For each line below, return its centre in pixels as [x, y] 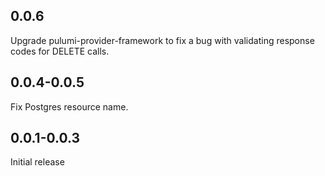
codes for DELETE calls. [60, 51]
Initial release [37, 162]
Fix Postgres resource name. [69, 106]
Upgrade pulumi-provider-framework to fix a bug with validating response [162, 40]
